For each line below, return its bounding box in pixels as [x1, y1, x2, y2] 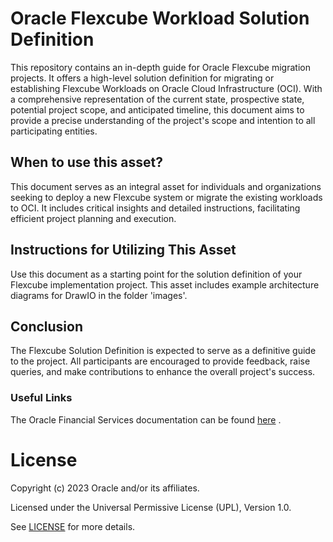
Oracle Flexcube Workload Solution [10, 7, 310, 30]
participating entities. [10, 125, 98, 137]
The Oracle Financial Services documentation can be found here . [10, 413, 282, 426]
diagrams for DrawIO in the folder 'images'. [10, 289, 188, 301]
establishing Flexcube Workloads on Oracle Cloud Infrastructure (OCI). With [10, 82, 323, 94]
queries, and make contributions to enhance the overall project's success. [10, 366, 316, 378]
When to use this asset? [10, 154, 163, 171]
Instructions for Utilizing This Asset [10, 242, 237, 259]
